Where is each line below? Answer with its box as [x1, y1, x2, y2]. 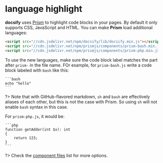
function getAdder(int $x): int [5, 127, 70, 132]
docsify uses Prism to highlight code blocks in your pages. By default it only [5, 19, 158, 25]
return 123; [14, 135, 38, 140]
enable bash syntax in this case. [5, 104, 68, 110]
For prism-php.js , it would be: [5, 113, 65, 119]
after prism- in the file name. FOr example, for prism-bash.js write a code [5, 62, 152, 68]
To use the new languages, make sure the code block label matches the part [5, 57, 158, 63]
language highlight [5, 3, 82, 15]
